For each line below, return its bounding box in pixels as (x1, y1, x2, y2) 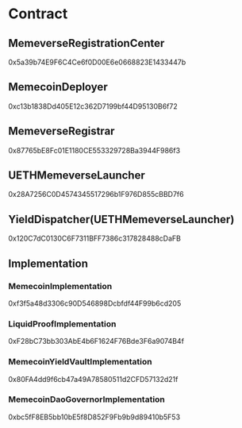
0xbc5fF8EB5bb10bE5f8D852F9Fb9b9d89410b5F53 (8, 412, 181, 422)
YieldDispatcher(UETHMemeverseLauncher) (8, 212, 235, 226)
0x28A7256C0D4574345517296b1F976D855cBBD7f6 (8, 190, 184, 199)
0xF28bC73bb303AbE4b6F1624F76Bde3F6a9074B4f (8, 337, 185, 346)
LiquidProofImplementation (8, 318, 117, 330)
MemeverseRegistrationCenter (8, 37, 165, 50)
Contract (8, 5, 68, 23)
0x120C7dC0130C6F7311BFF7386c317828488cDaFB (8, 233, 181, 243)
